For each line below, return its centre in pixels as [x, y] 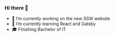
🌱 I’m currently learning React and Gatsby [54, 24]
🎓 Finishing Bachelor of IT [39, 30]
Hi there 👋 [17, 8]
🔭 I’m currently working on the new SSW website [61, 19]
